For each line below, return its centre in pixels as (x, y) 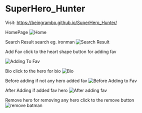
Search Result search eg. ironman (40, 42)
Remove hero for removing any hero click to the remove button (70, 100)
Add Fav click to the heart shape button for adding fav (61, 51)
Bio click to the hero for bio (33, 71)
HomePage (17, 32)
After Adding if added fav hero (36, 90)
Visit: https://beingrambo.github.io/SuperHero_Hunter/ (61, 22)
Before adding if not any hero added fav (46, 80)
